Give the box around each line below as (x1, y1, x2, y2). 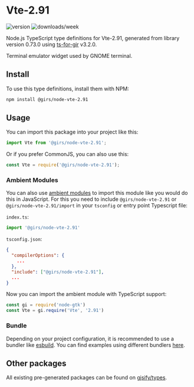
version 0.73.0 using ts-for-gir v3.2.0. (6, 41, 97, 48)
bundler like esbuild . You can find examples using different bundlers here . (6, 341, 186, 349)
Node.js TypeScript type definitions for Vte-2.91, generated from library (6, 34, 180, 41)
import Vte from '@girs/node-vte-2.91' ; (6, 140, 107, 146)
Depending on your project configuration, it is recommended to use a (6, 335, 174, 342)
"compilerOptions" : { (11, 252, 65, 259)
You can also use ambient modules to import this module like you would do (6, 190, 188, 197)
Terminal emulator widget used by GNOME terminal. (6, 52, 133, 59)
